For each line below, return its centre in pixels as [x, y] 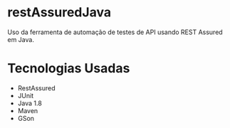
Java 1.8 [30, 103]
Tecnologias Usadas [69, 69]
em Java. [21, 39]
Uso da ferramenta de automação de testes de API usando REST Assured [115, 32]
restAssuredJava [59, 12]
